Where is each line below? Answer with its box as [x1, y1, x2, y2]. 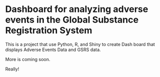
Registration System [5, 25, 92, 36]
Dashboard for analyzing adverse [5, 3, 148, 15]
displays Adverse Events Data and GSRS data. [5, 46, 101, 52]
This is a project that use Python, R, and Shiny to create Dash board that [5, 41, 155, 47]
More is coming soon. [5, 56, 50, 62]
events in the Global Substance [5, 14, 139, 25]
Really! [5, 66, 19, 72]
